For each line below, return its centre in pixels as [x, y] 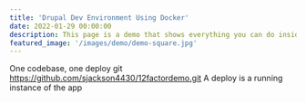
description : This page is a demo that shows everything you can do [142, 34]
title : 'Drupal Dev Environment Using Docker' [99, 18]
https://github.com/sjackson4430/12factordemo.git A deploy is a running [146, 79]
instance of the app [46, 88]
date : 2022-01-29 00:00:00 [61, 26]
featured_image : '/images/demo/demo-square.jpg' [103, 43]
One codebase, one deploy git [66, 69]
